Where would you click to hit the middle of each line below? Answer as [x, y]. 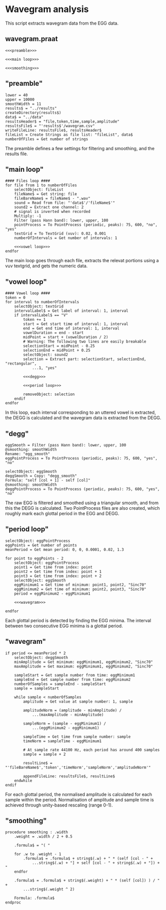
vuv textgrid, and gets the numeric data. [46, 266]
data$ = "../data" [24, 117]
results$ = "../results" [31, 108]
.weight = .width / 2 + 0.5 [43, 837]
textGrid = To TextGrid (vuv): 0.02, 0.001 [60, 234]
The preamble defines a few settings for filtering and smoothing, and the [80, 148]
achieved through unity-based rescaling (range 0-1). [59, 805]
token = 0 [15, 298]
